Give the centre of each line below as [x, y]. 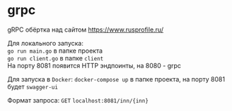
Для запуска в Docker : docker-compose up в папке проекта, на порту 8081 [116, 79]
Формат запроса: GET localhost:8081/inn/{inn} [78, 100]
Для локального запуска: [45, 43]
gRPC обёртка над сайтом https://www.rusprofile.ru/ [86, 30]
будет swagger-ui [33, 86]
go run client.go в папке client [56, 58]
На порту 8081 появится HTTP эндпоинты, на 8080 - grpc [94, 65]
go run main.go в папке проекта [55, 51]
